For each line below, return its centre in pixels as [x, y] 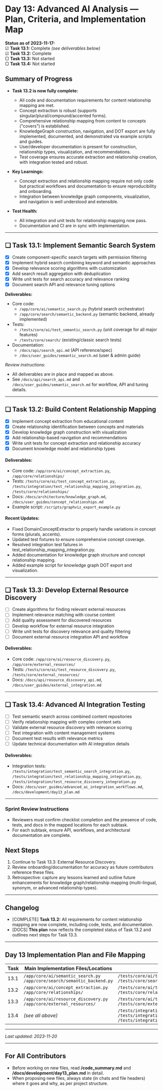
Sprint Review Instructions [37, 809]
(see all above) [41, 1016]
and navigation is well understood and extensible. [69, 201]
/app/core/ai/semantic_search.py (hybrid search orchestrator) [82, 309]
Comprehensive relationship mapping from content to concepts [83, 121]
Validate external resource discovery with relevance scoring [72, 727]
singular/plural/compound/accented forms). [63, 116]
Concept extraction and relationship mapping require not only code [86, 181]
